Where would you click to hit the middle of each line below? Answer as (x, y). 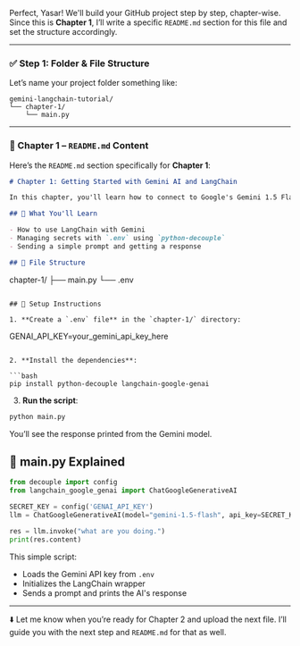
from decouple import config (63, 482)
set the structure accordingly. (63, 32)
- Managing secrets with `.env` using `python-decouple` (117, 239)
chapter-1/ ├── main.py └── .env (71, 280)
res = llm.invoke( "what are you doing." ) (87, 531)
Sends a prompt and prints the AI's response (104, 592)
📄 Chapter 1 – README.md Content (79, 146)
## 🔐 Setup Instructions (55, 304)
